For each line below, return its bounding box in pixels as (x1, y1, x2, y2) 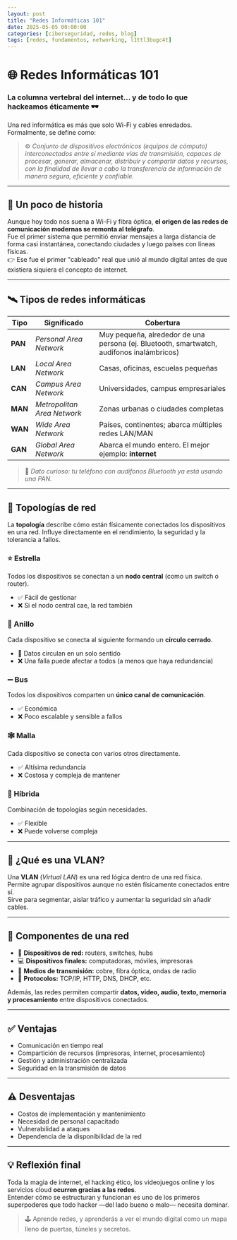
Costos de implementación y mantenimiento (17, 1109, 146, 1118)
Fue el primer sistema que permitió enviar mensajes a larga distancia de (7, 232, 217, 241)
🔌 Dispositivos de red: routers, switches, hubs (17, 949, 154, 957)
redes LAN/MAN (99, 428, 154, 438)
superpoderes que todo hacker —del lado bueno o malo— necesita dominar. (7, 1200, 229, 1209)
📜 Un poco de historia (7, 199, 104, 210)
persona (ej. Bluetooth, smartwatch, (99, 339, 217, 349)
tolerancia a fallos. (7, 536, 61, 544)
